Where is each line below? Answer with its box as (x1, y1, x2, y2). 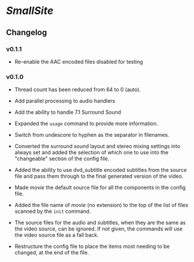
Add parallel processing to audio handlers (14, 98, 116, 105)
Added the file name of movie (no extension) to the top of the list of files (14, 202, 189, 209)
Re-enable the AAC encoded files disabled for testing (14, 58, 143, 65)
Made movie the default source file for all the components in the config (14, 184, 186, 191)
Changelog (6, 27, 47, 37)
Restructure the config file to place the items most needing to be (14, 243, 170, 250)
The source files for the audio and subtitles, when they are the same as (14, 219, 186, 226)
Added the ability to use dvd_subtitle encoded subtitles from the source (14, 167, 187, 174)
